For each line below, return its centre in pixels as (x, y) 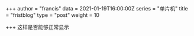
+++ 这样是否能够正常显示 (37, 27)
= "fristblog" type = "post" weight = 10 (53, 15)
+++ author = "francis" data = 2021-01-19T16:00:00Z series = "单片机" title (97, 8)
